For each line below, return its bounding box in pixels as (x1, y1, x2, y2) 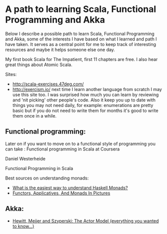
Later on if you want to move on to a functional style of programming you (5, 140, 156, 146)
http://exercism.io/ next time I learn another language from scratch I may (12, 86, 162, 92)
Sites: (5, 71, 17, 77)
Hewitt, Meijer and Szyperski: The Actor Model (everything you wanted (12, 217, 159, 223)
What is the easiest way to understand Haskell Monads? (12, 184, 128, 190)
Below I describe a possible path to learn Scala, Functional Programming (5, 30, 155, 36)
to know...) (12, 223, 34, 229)
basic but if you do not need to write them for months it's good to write (12, 107, 158, 113)
